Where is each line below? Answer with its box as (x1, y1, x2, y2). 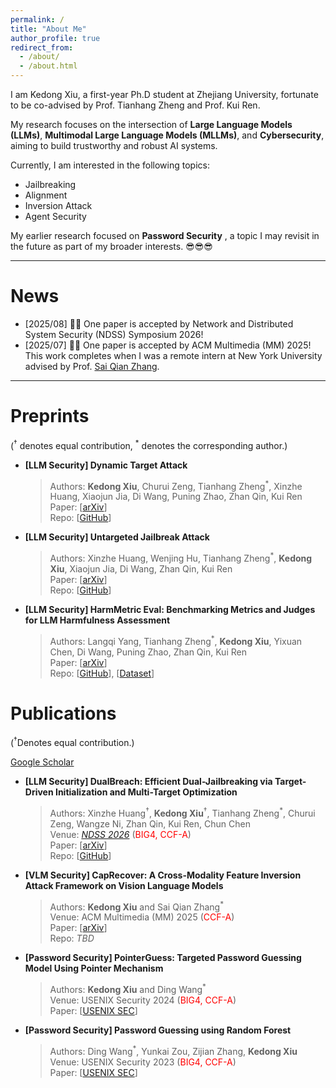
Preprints (10, 405, 90, 428)
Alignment (24, 189, 68, 201)
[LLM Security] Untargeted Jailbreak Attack (24, 531, 210, 543)
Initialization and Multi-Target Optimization (54, 786, 238, 798)
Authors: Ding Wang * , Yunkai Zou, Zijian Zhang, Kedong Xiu (49, 1044, 298, 1057)
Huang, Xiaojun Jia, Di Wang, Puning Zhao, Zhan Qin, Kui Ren (49, 491, 303, 503)
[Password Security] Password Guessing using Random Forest (24, 1024, 292, 1036)
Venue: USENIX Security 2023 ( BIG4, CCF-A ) (49, 1056, 237, 1068)
